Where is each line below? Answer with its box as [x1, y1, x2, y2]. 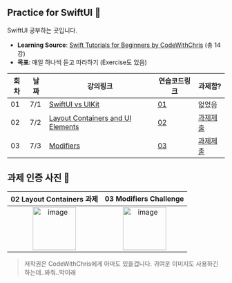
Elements [49, 121, 79, 131]
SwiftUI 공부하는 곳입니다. [7, 26, 78, 35]
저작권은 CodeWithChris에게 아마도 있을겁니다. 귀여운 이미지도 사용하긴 [23, 260, 219, 268]
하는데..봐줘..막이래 [23, 268, 76, 276]
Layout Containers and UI [49, 113, 132, 123]
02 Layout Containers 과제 [10, 194, 99, 204]
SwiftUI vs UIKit [49, 99, 100, 109]
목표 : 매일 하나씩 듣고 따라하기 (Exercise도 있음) [17, 58, 147, 66]
